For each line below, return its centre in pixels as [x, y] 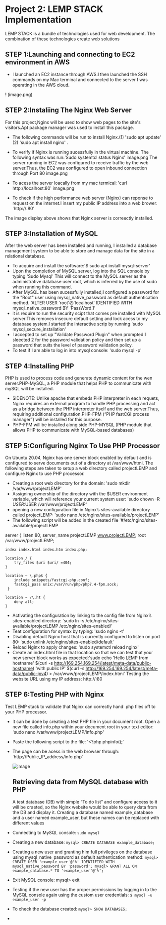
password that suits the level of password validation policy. [72, 345]
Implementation [38, 20]
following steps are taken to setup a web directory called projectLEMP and [81, 468]
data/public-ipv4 [29, 674]
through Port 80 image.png [40, 173]
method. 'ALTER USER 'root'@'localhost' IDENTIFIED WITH [72, 303]
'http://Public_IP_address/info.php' [48, 756]
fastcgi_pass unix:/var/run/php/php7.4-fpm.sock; [66, 584]
